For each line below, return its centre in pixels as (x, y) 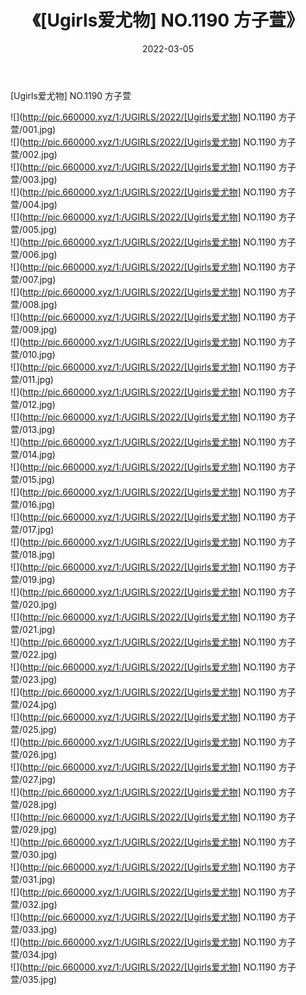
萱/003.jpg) (34, 179)
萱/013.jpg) (33, 429)
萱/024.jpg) (34, 704)
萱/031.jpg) (33, 879)
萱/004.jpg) (34, 204)
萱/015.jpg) (33, 479)
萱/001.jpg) (33, 129)
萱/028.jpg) (34, 804)
